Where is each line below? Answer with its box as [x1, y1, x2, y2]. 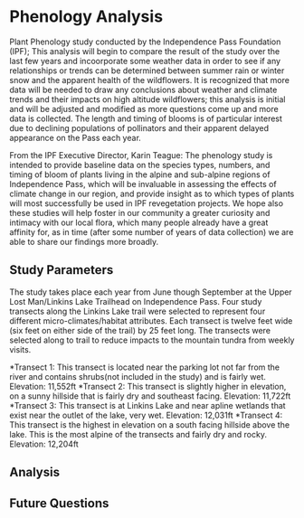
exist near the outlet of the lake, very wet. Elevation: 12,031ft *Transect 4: [9, 410, 283, 420]
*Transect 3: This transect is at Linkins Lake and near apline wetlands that [9, 400, 287, 410]
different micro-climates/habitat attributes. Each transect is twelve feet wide [9, 315, 293, 326]
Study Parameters [9, 262, 114, 278]
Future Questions [9, 495, 109, 511]
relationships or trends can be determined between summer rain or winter [9, 65, 285, 76]
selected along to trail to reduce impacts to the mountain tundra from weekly [9, 334, 295, 345]
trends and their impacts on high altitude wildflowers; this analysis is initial [9, 93, 286, 105]
